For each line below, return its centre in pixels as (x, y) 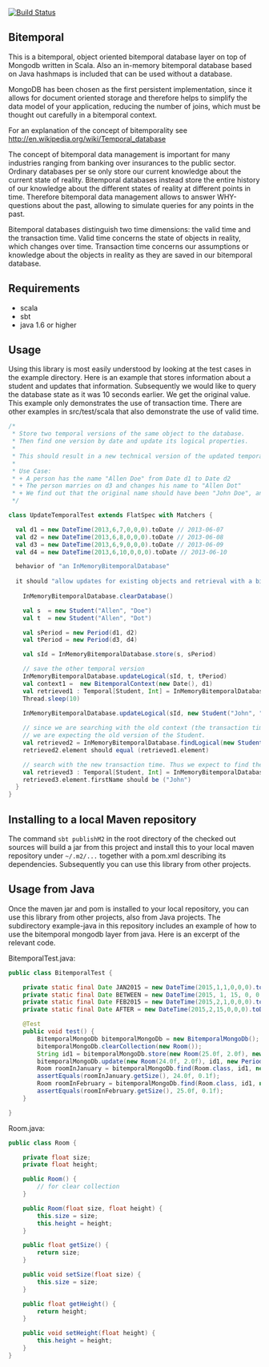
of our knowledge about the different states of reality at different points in (129, 188)
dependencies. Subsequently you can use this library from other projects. (130, 864)
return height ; (62, 1311)
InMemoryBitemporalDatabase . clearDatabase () (98, 596)
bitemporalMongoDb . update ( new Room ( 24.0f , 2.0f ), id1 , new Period (150, 1061)
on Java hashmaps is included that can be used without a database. (120, 74)
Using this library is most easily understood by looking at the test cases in (130, 369)
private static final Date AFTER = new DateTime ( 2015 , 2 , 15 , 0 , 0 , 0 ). (138, 1010)
